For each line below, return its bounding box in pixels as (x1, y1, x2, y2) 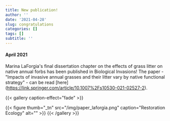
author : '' (5, 12, 29, 17)
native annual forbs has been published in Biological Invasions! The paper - (5, 68, 164, 75)
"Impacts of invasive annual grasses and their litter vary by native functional (5, 74, 165, 80)
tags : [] (5, 31, 24, 36)
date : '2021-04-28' (5, 17, 47, 22)
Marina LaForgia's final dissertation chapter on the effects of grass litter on (5, 63, 163, 69)
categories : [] (5, 27, 38, 32)
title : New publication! (5, 7, 58, 13)
